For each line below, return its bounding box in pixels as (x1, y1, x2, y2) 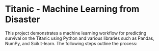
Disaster (5, 14, 40, 25)
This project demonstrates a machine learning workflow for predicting (5, 30, 147, 36)
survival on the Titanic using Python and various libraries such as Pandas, (5, 35, 155, 41)
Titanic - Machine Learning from (5, 3, 140, 15)
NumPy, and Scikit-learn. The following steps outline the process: (5, 40, 137, 46)
